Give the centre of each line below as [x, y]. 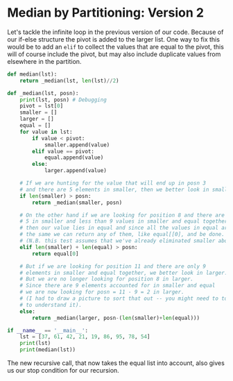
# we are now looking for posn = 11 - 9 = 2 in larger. [102, 292]
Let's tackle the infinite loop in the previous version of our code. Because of [115, 32]
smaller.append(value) [77, 145]
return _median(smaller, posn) [77, 203]
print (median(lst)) [48, 350]
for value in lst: [46, 132]
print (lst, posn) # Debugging [63, 100]
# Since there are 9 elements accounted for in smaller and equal [118, 286]
